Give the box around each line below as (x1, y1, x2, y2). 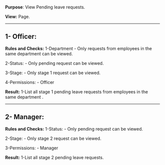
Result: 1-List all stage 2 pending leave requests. (5, 154, 104, 160)
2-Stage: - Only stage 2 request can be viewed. (5, 135, 102, 141)
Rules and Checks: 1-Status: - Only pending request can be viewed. (5, 126, 143, 132)
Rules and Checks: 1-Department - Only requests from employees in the (5, 45, 152, 51)
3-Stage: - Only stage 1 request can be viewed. (5, 70, 101, 76)
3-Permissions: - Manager (5, 145, 58, 151)
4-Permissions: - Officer (5, 79, 55, 85)
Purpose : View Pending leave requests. (5, 4, 85, 10)
